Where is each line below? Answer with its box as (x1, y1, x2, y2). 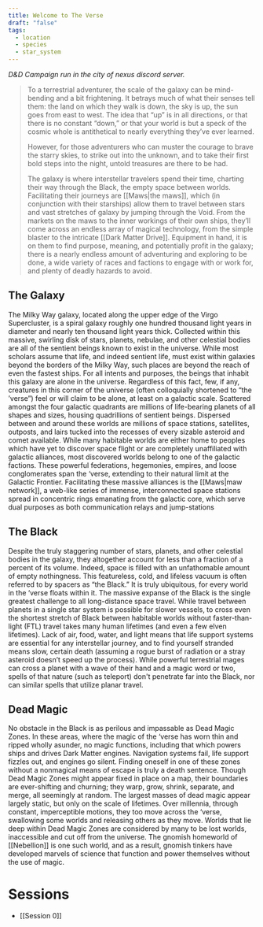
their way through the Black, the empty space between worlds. (27, 183, 232, 191)
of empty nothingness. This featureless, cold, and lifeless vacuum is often (8, 571, 247, 580)
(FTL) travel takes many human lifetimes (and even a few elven (24, 621, 227, 631)
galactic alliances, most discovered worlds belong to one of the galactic (8, 452, 241, 462)
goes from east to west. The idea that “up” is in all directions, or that (27, 110, 248, 119)
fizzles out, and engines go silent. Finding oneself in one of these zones (8, 757, 241, 766)
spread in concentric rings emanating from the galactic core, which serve (8, 494, 246, 503)
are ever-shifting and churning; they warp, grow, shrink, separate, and (8, 782, 235, 792)
